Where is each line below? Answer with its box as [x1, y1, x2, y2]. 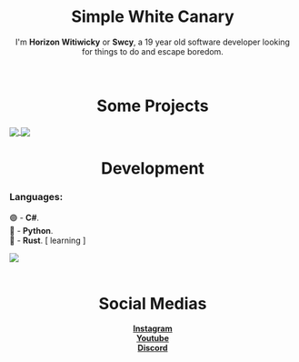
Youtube [135, 333, 170, 344]
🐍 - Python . [9, 225, 54, 236]
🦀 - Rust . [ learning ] [9, 235, 86, 246]
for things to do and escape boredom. [81, 45, 224, 56]
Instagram [133, 323, 173, 334]
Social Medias [98, 293, 207, 314]
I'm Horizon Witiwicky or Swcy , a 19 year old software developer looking [15, 36, 291, 47]
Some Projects [96, 96, 209, 116]
